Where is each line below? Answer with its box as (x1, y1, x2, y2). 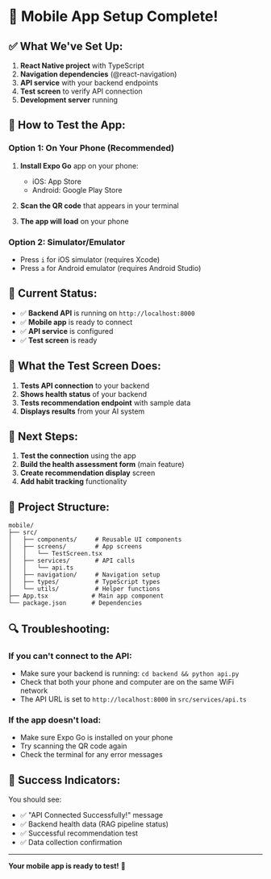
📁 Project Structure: (8, 500, 110, 514)
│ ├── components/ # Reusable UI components (8, 535, 182, 544)
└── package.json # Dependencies (8, 599, 143, 607)
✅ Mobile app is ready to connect (19, 317, 133, 327)
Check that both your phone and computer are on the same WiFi (19, 677, 235, 686)
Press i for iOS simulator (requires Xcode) (19, 254, 161, 265)
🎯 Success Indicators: (8, 773, 121, 787)
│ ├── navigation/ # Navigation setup (8, 571, 161, 579)
